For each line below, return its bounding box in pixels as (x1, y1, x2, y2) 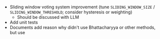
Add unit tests (9, 19, 38, 25)
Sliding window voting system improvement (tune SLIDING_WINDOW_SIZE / (9, 4, 155, 10)
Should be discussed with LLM (17, 14, 79, 20)
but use (9, 30, 25, 35)
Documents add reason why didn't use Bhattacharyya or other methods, (9, 25, 156, 30)
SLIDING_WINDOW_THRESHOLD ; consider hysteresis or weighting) (9, 9, 133, 15)
